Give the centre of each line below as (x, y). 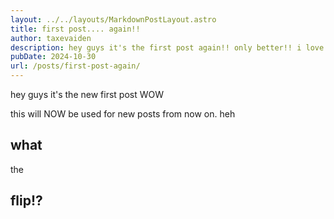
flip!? (26, 201)
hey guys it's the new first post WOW (87, 94)
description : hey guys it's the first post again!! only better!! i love (167, 47)
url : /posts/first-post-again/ (75, 66)
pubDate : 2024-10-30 (53, 57)
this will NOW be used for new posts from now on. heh (123, 114)
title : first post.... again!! (75, 29)
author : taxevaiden (51, 38)
